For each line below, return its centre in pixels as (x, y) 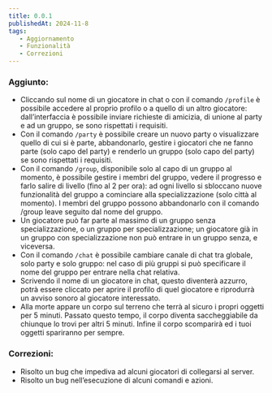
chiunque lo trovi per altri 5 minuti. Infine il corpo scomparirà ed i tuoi (136, 324)
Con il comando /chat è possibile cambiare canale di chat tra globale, (136, 255)
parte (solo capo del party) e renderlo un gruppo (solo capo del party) (137, 152)
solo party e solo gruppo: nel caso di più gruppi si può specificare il (133, 264)
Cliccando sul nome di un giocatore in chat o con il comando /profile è (140, 100)
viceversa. (37, 246)
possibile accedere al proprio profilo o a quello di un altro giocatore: (134, 108)
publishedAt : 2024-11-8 (49, 24)
